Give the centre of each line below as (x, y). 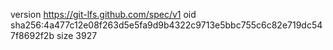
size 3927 (77, 35)
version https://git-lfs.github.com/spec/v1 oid (103, 14)
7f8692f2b (32, 35)
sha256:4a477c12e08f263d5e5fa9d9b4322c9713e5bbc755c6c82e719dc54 (166, 25)
